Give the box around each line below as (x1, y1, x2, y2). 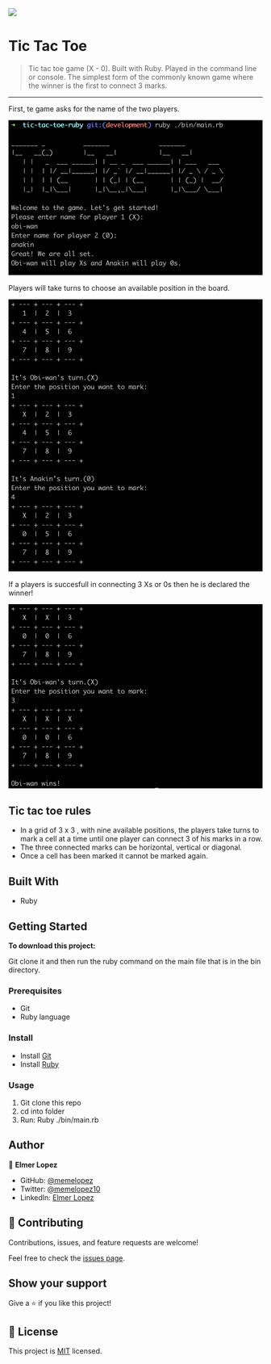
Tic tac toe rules (8, 804, 91, 817)
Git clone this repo (19, 1097, 82, 1107)
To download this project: (8, 941, 96, 951)
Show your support (8, 1276, 107, 1290)
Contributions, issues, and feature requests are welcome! (8, 1237, 199, 1247)
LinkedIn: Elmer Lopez (19, 1192, 94, 1202)
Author (8, 1139, 44, 1152)
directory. (8, 965, 40, 975)
